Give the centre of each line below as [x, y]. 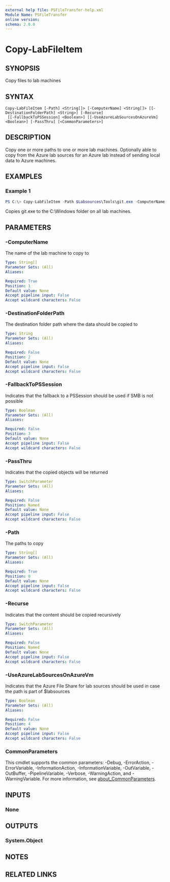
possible [14, 401]
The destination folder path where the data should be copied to [72, 324]
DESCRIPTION [28, 138]
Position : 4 [18, 724]
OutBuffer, [16, 773]
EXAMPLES [24, 177]
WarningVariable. [23, 779]
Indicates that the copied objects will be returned [57, 472]
